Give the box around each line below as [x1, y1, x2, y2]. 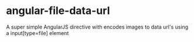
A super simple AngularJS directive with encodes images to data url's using [6, 23, 189, 30]
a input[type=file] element [6, 29, 69, 36]
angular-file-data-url [6, 4, 110, 17]
